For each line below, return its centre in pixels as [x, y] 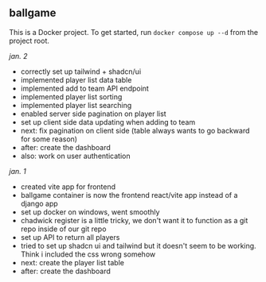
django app [39, 203]
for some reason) [49, 139]
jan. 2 [18, 56]
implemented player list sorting [71, 97]
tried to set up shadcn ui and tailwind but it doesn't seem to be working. [139, 245]
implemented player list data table [76, 79]
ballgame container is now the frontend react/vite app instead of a [129, 195]
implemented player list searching [76, 105]
